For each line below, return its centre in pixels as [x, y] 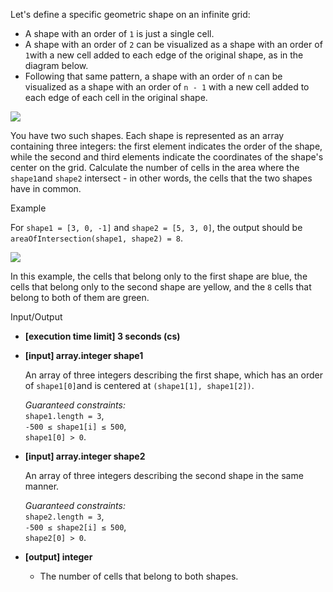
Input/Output [36, 317]
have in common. [46, 188]
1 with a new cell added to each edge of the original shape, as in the [164, 55]
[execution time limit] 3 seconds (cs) [102, 336]
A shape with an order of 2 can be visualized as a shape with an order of [173, 44]
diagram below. [56, 65]
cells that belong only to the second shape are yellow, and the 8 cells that [161, 287]
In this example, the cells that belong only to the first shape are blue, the [159, 276]
